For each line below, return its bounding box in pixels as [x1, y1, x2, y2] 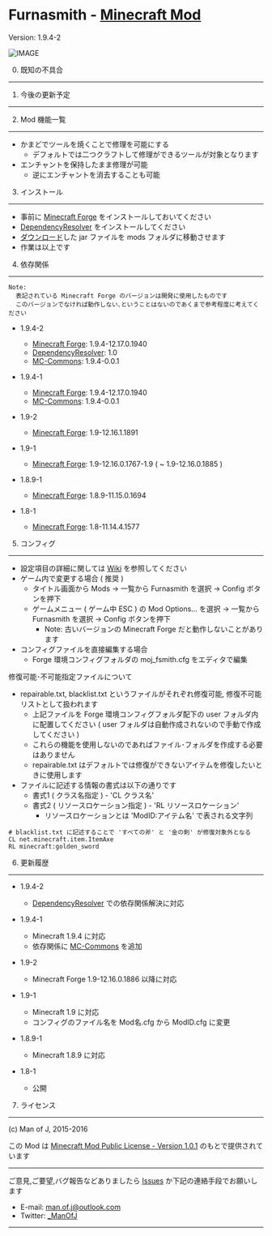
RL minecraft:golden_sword [8, 842, 100, 850]
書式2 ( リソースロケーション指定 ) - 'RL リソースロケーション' [32, 800, 240, 810]
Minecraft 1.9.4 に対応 [32, 930, 106, 941]
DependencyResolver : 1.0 [32, 347, 117, 357]
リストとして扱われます [19, 699, 99, 708]
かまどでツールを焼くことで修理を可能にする [19, 139, 170, 149]
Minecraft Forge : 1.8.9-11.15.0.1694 [32, 490, 147, 500]
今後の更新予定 [19, 89, 70, 99]
